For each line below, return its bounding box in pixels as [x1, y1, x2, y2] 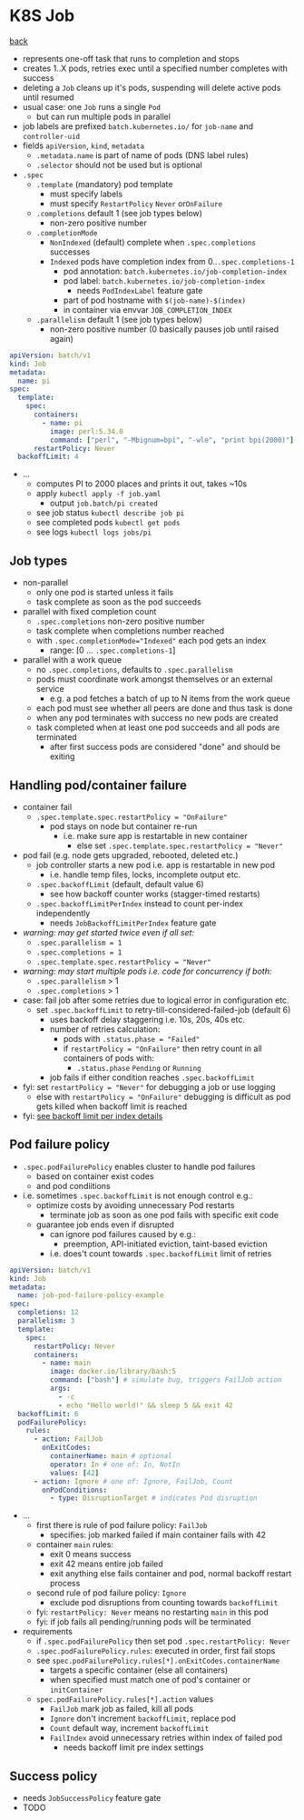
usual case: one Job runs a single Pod [22, 101, 162, 112]
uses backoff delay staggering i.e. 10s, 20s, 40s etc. [49, 1014, 246, 1025]
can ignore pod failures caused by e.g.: [49, 1228, 197, 1239]
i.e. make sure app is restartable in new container [63, 830, 248, 841]
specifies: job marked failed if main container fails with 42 [49, 1529, 266, 1541]
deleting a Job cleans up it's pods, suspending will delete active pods [22, 82, 281, 93]
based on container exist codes [35, 1170, 154, 1182]
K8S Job [9, 5, 75, 26]
